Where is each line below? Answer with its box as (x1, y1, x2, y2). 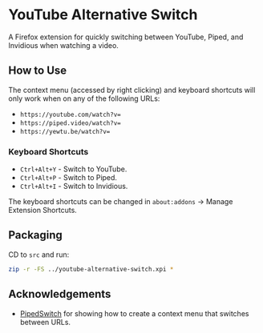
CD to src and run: (8, 250, 70, 259)
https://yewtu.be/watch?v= (19, 127, 111, 135)
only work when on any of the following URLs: (8, 94, 160, 103)
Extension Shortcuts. (8, 206, 78, 215)
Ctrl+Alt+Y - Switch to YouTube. (19, 164, 127, 174)
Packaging (8, 228, 63, 242)
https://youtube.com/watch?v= (19, 110, 122, 118)
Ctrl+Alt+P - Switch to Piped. (19, 173, 118, 183)
